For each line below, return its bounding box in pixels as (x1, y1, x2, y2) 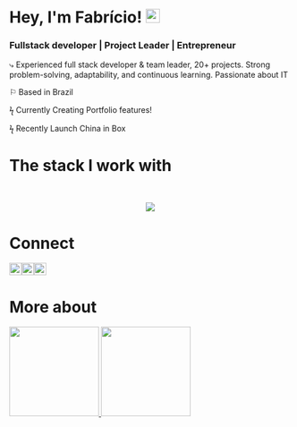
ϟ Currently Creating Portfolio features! (9, 105, 152, 115)
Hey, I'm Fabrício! (9, 7, 143, 28)
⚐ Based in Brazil (9, 87, 73, 98)
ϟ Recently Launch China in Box (9, 124, 126, 134)
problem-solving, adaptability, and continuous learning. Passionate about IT (9, 70, 289, 81)
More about (9, 296, 98, 317)
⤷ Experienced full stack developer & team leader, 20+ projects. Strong (9, 59, 271, 70)
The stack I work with (9, 155, 173, 175)
